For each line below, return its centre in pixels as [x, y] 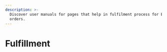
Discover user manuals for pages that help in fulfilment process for [84, 14]
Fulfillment [28, 43]
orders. [18, 19]
